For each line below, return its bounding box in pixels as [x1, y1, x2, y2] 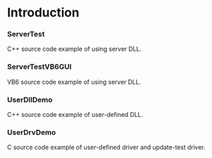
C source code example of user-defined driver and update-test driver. [7, 143, 206, 152]
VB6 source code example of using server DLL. [7, 78, 141, 86]
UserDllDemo [7, 95, 53, 104]
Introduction [7, 5, 80, 21]
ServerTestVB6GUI [7, 62, 72, 71]
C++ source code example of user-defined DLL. [7, 111, 143, 119]
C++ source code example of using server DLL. [7, 45, 142, 53]
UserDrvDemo [7, 128, 56, 137]
